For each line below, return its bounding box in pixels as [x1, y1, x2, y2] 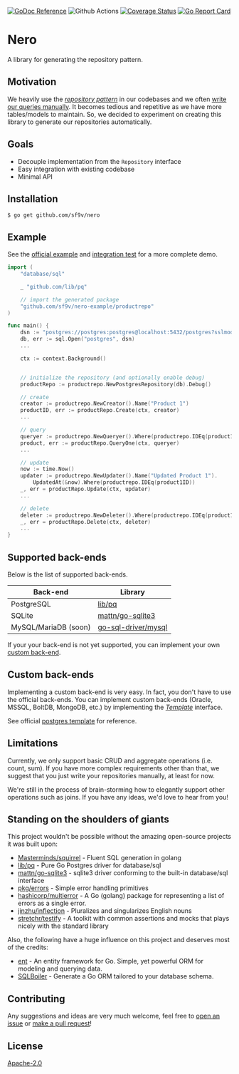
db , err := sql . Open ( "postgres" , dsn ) [20, 336, 135, 343]
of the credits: [7, 943, 48, 951]
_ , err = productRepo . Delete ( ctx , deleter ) [20, 518, 152, 525]
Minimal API [17, 172, 53, 181]
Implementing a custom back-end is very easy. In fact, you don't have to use [7, 688, 232, 696]
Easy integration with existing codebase [17, 165, 135, 173]
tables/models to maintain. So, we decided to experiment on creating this [7, 110, 222, 118]
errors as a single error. [17, 899, 87, 908]
